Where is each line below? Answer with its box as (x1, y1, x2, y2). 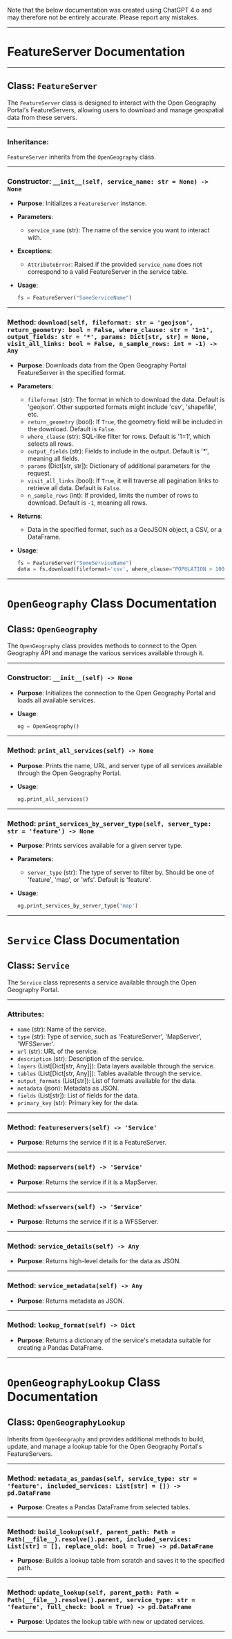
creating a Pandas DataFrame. (17, 1343, 104, 1351)
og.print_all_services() (17, 795, 89, 803)
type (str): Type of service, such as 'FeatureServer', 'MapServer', (17, 1032, 202, 1041)
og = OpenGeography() (17, 722, 79, 730)
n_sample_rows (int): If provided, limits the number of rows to (27, 491, 199, 499)
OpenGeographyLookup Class (7, 1374, 161, 1390)
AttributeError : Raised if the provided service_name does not (27, 260, 202, 269)
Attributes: (7, 1009, 45, 1018)
